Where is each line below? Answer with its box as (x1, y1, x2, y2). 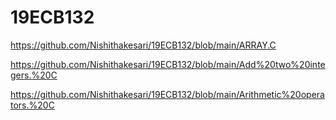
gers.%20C (10, 69, 58, 81)
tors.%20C (10, 99, 55, 111)
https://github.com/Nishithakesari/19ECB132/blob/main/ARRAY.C (10, 39, 277, 51)
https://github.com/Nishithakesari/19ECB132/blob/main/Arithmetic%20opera (10, 88, 325, 100)
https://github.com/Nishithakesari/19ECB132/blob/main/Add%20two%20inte (10, 58, 326, 70)
